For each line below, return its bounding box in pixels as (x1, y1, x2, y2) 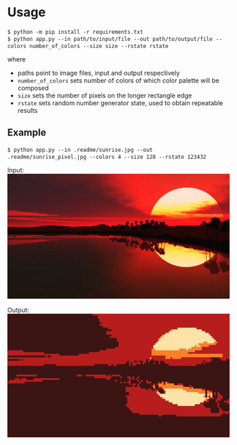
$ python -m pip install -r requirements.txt (7, 28, 143, 35)
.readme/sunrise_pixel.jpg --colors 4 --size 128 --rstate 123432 (7, 153, 207, 160)
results (17, 106, 38, 114)
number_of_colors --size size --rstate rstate (29, 42, 169, 49)
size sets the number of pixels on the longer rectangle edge (17, 91, 193, 100)
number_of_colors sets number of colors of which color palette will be (17, 76, 220, 85)
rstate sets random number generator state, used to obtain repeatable (17, 98, 224, 107)
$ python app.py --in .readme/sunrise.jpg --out (7, 146, 153, 153)
